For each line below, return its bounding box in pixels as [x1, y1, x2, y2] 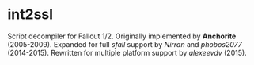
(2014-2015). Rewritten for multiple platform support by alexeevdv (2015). [7, 48, 247, 57]
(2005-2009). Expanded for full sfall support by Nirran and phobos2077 [7, 39, 242, 49]
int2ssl [7, 5, 53, 23]
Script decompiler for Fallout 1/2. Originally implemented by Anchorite [7, 31, 237, 41]
